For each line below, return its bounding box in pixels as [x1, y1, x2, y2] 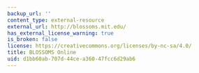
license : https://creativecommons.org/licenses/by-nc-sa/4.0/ [7, 42, 192, 49]
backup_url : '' [7, 10, 52, 17]
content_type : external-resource [7, 17, 105, 24]
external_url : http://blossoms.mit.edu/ [7, 23, 127, 30]
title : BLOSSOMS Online [7, 49, 77, 56]
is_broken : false [7, 36, 58, 43]
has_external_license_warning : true [7, 29, 114, 37]
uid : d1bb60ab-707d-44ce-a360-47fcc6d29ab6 [7, 56, 136, 63]
